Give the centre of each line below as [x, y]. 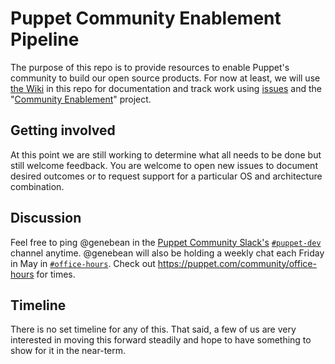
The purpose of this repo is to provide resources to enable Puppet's [150, 67]
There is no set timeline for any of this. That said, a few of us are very [153, 329]
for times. [56, 274]
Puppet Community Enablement [146, 18]
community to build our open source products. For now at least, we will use [165, 78]
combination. [37, 186]
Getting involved [63, 130]
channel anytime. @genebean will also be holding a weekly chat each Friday [167, 253]
